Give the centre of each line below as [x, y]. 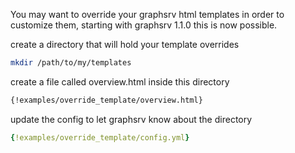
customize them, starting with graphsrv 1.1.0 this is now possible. [144, 25]
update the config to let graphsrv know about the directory [131, 119]
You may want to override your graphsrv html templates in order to [147, 14]
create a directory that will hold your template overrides [125, 44]
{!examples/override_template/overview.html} [106, 100]
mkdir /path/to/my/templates [71, 63]
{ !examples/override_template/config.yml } [100, 137]
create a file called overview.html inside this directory [120, 81]
